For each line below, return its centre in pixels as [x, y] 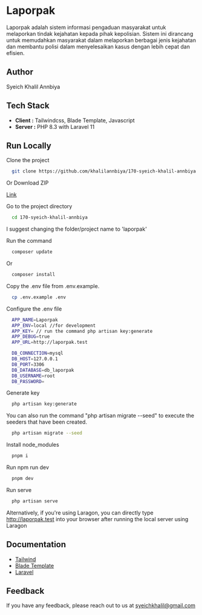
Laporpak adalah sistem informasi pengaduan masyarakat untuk [86, 27]
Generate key [23, 393]
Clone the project [28, 160]
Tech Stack [28, 106]
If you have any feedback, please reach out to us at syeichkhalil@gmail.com [101, 605]
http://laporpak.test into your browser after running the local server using [97, 519]
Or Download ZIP [28, 183]
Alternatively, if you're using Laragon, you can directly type [80, 513]
